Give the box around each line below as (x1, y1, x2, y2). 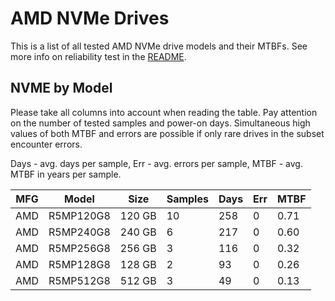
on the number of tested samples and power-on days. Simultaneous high (10, 117, 311, 129)
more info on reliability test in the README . (10, 50, 187, 62)
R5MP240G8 (48, 225, 111, 239)
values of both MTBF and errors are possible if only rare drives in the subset (10, 127, 325, 139)
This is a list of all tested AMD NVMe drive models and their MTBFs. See (10, 40, 308, 52)
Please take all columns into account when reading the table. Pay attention (10, 106, 318, 118)
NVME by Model (10, 80, 113, 97)
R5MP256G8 (48, 241, 111, 255)
